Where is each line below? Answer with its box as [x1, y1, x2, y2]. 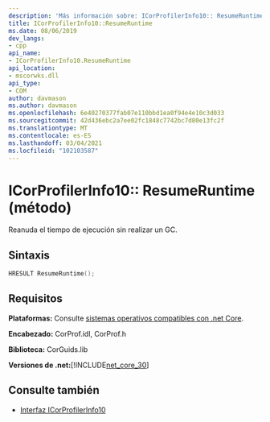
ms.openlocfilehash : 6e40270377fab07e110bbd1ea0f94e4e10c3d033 [8, 110, 225, 118]
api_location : [8, 64, 56, 72]
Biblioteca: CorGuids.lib [8, 344, 88, 354]
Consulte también [8, 383, 100, 397]
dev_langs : [8, 34, 45, 43]
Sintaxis [8, 248, 51, 262]
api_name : [8, 49, 42, 57]
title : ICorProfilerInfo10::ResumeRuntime [8, 19, 153, 27]
